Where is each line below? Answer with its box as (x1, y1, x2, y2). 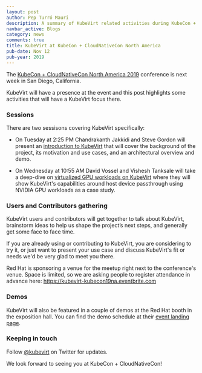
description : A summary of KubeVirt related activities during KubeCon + (6, 20, 197, 26)
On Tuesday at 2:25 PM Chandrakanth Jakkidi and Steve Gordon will (15, 136, 186, 143)
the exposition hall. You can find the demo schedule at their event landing (6, 313, 189, 320)
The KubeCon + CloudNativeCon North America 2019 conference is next (6, 70, 187, 78)
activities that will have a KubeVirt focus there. (6, 95, 122, 102)
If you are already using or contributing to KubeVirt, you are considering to (6, 240, 192, 247)
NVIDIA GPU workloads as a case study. (15, 186, 116, 193)
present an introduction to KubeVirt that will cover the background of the (15, 142, 196, 149)
